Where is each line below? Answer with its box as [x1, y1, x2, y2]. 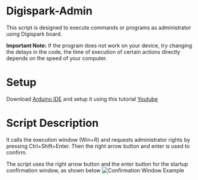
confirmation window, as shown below [6, 166, 101, 174]
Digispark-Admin [6, 4, 93, 18]
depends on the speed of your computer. [6, 54, 108, 62]
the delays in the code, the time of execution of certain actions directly [6, 48, 181, 55]
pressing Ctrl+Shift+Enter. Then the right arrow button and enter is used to [6, 142, 190, 150]
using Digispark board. [6, 30, 63, 37]
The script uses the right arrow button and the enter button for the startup [6, 160, 188, 167]
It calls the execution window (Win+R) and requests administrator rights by [6, 136, 190, 143]
